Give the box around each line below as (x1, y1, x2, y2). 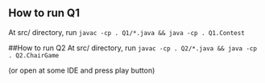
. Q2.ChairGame (8, 51, 60, 59)
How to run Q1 (8, 6, 81, 20)
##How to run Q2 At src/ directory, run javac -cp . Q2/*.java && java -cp (8, 43, 258, 53)
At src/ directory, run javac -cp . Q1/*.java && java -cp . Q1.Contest (8, 27, 246, 37)
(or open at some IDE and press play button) (8, 65, 155, 75)
